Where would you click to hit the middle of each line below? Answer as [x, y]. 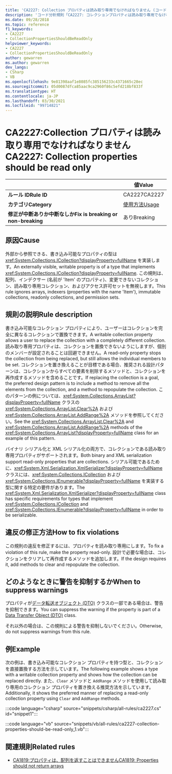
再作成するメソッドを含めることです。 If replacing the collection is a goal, [82, 377]
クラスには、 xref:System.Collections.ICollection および [63, 474]
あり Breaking [139, 217]
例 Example [23, 649]
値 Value [144, 185]
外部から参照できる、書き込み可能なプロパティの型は [61, 254]
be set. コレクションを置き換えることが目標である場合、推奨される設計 [80, 364]
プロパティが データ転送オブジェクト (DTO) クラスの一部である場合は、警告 [84, 603]
